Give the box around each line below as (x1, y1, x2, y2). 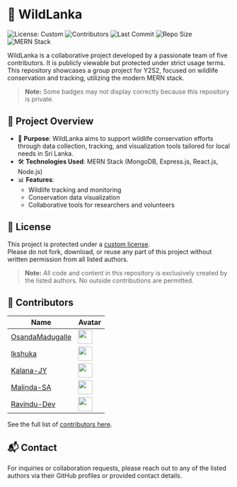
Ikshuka (11, 349, 37, 359)
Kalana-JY (11, 366, 47, 376)
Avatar (78, 318, 101, 328)
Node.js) (17, 167, 43, 176)
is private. (24, 95, 54, 103)
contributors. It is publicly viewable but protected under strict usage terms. (7, 58, 226, 67)
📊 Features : (17, 175, 54, 183)
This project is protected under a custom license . (7, 240, 151, 248)
